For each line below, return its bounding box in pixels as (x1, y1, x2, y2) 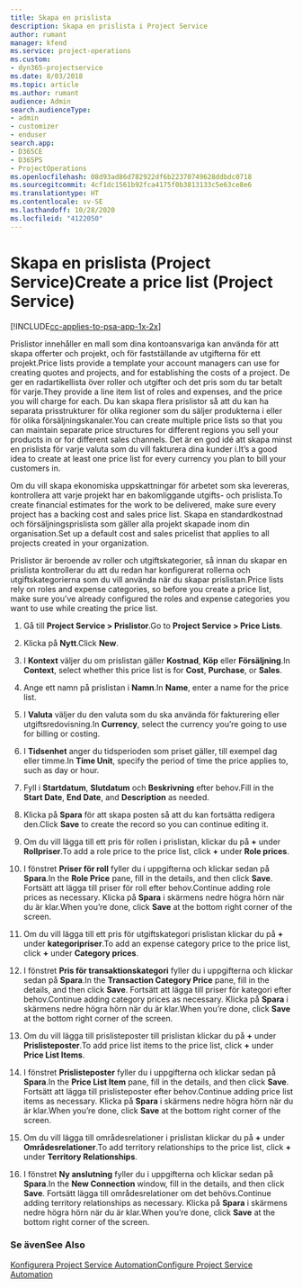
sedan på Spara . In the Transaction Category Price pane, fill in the (22, 974, 270, 986)
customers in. (10, 463, 61, 473)
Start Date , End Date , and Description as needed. (22, 791, 210, 802)
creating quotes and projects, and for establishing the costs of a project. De (10, 366, 290, 378)
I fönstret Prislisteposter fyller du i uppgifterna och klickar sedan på (22, 1067, 277, 1077)
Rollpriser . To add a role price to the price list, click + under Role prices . (22, 845, 290, 856)
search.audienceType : (10, 105, 92, 114)
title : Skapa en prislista (10, 13, 111, 23)
